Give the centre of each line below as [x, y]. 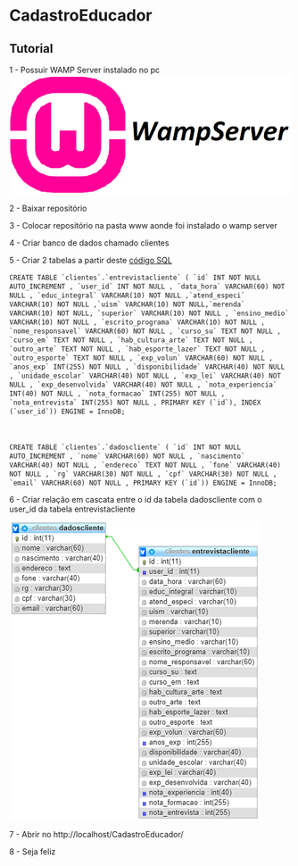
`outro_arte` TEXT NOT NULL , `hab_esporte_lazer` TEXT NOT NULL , [137, 349]
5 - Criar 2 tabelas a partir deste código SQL [91, 260]
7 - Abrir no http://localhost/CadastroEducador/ [97, 834]
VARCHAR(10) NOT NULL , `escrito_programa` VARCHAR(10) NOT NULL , [137, 322]
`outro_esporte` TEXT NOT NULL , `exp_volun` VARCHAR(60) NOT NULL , [141, 358]
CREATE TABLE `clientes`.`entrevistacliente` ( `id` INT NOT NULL [135, 278]
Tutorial [31, 49]
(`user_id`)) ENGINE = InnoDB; [67, 412]
